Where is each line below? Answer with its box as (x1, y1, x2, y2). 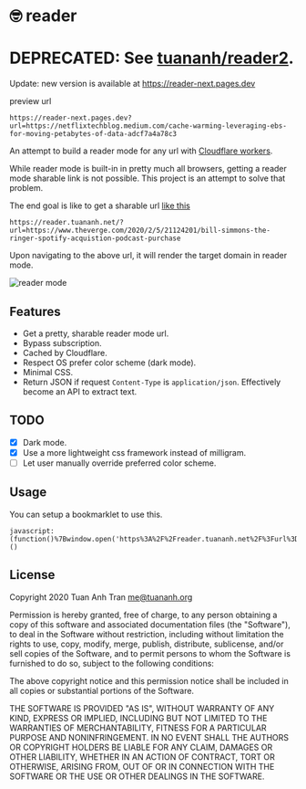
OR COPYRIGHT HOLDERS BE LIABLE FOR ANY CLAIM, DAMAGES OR (9, 742, 273, 752)
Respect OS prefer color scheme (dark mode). (22, 357, 197, 368)
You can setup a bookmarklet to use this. (9, 509, 163, 520)
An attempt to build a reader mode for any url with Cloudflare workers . (9, 145, 273, 156)
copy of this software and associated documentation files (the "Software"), (9, 618, 291, 630)
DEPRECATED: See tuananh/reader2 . (9, 47, 294, 68)
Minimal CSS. (22, 366, 74, 377)
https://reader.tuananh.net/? (9, 218, 125, 227)
